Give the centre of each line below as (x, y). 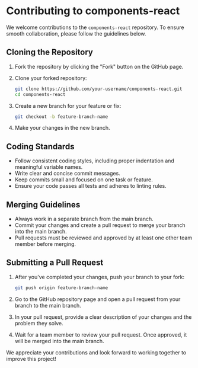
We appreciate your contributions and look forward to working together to (96, 352)
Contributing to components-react (93, 11)
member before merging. (45, 244)
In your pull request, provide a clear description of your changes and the (103, 317)
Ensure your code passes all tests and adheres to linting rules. (91, 186)
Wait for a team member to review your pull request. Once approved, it (101, 335)
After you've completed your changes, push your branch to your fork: (100, 277)
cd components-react (40, 94)
